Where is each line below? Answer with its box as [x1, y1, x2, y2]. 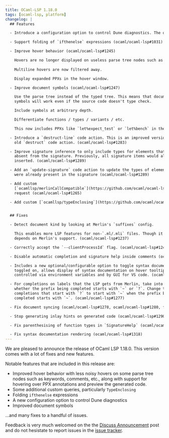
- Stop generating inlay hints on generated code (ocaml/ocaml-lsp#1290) [10, 314, 167, 319]
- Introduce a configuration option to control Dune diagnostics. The [10, 31, 161, 36]
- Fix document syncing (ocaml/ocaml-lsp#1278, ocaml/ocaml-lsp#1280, [10, 305, 161, 310]
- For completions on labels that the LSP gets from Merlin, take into [10, 282, 163, 287]
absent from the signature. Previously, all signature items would [14, 154, 158, 159]
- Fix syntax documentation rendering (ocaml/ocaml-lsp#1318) [10, 332, 143, 337]
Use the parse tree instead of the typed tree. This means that [14, 94, 152, 100]
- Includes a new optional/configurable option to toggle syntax [10, 263, 150, 268]
